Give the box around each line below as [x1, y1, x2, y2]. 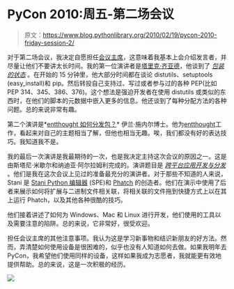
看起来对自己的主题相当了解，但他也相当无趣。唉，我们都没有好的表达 [19, 128, 221, 136]
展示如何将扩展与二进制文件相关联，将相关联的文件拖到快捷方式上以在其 [19, 187, 227, 195]
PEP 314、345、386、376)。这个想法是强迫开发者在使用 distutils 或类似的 [7, 88, 221, 96]
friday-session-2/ [24, 38, 75, 47]
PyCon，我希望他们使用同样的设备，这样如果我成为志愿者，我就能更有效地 [7, 251, 221, 260]
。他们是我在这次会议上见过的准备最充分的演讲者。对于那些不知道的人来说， [7, 169, 227, 178]
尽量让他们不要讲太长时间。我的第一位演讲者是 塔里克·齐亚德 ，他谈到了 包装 [7, 61, 224, 70]
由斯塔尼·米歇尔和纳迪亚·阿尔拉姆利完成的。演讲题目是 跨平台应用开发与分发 [7, 161, 226, 169]
